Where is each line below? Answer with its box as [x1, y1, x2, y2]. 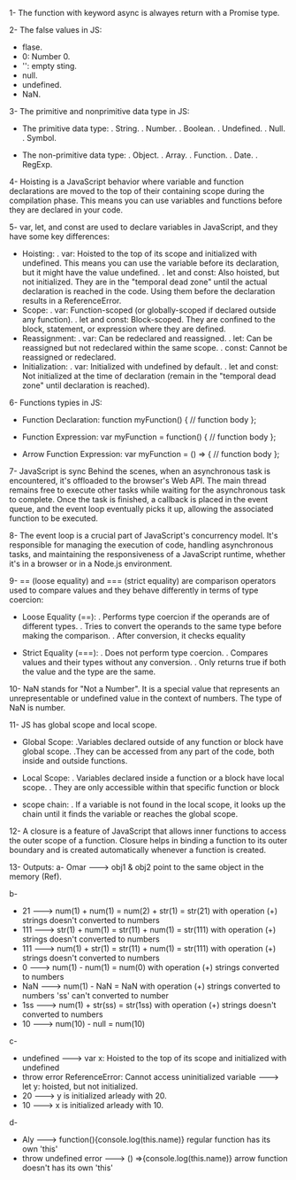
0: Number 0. [21, 51, 71, 61]
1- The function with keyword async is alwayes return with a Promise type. [9, 8, 280, 18]
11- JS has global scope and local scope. [9, 719, 157, 730]
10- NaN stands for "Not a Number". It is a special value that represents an [9, 684, 280, 694]
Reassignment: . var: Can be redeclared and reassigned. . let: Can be [21, 333, 273, 344]
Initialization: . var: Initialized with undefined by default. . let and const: [21, 361, 279, 371]
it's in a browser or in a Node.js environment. [9, 558, 172, 569]
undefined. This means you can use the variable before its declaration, [21, 258, 280, 268]
